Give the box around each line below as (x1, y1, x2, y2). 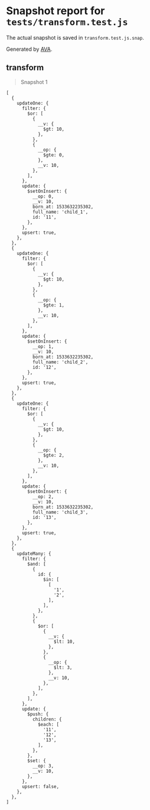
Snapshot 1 (20, 78, 48, 85)
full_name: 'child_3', (32, 509, 89, 515)
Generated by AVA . (6, 46, 53, 53)
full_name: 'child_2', (32, 359, 89, 365)
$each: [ (37, 721, 60, 727)
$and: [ (27, 561, 46, 567)
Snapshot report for (6, 4, 105, 18)
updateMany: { (17, 550, 51, 557)
